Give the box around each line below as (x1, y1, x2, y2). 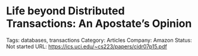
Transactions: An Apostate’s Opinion (6, 17, 192, 30)
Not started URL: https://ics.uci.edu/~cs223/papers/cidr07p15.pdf (6, 43, 168, 50)
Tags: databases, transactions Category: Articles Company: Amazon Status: (6, 36, 192, 43)
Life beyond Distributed (6, 4, 125, 18)
